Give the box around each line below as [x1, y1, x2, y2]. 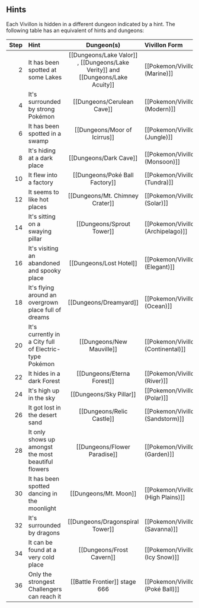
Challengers [28, 585, 62, 593]
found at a [28, 545, 57, 553]
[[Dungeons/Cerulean [73, 97, 134, 105]
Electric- [35, 345, 61, 353]
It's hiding [28, 146, 56, 155]
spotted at [28, 65, 57, 73]
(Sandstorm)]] [144, 414, 185, 423]
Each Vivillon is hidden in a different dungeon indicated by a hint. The [6, 20, 176, 27]
